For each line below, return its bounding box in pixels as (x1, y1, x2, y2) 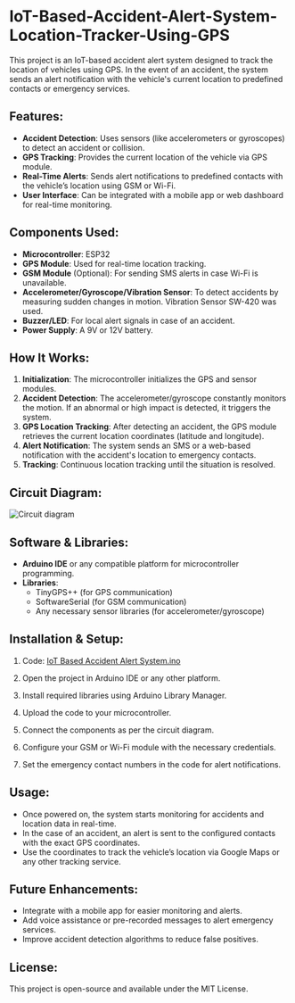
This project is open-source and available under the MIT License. (9, 983, 249, 994)
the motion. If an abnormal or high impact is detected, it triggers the (21, 402, 272, 413)
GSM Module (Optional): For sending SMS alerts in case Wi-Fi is (21, 268, 258, 278)
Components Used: (9, 225, 119, 240)
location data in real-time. (21, 818, 118, 829)
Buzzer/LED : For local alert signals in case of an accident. (21, 315, 235, 326)
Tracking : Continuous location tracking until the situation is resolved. (21, 460, 276, 470)
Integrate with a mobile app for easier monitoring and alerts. (21, 906, 243, 916)
